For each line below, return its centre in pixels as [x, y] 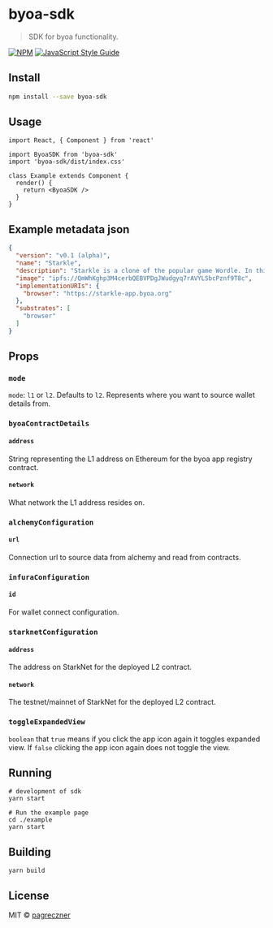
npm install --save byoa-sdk [58, 97]
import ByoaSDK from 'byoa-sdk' [63, 155]
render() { [34, 183]
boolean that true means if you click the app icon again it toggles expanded [134, 739]
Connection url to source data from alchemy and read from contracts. [125, 557]
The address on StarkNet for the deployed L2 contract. [100, 667]
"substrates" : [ [43, 309]
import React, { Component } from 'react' [81, 140]
